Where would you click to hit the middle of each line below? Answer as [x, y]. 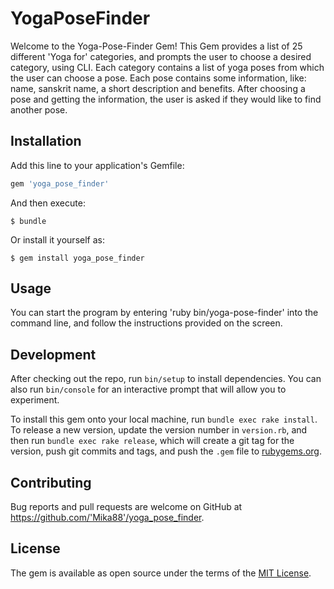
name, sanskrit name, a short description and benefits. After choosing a [158, 88]
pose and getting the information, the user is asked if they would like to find [166, 99]
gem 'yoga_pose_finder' [60, 183]
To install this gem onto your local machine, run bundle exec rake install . [164, 419]
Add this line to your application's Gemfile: [97, 165]
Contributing [51, 482]
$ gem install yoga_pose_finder [77, 258]
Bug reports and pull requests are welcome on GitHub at [126, 507]
